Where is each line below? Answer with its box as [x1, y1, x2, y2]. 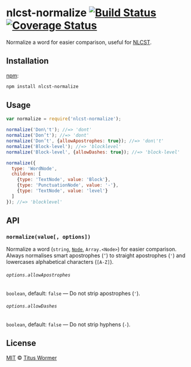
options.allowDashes [6, 303, 58, 309]
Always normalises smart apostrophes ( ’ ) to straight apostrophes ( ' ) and [6, 252, 186, 259]
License [6, 338, 36, 348]
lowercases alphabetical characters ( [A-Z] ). [6, 258, 114, 266]
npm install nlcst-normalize [6, 83, 79, 89]
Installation [6, 56, 49, 66]
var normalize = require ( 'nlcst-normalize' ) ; [6, 116, 121, 122]
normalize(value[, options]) [6, 234, 91, 240]
